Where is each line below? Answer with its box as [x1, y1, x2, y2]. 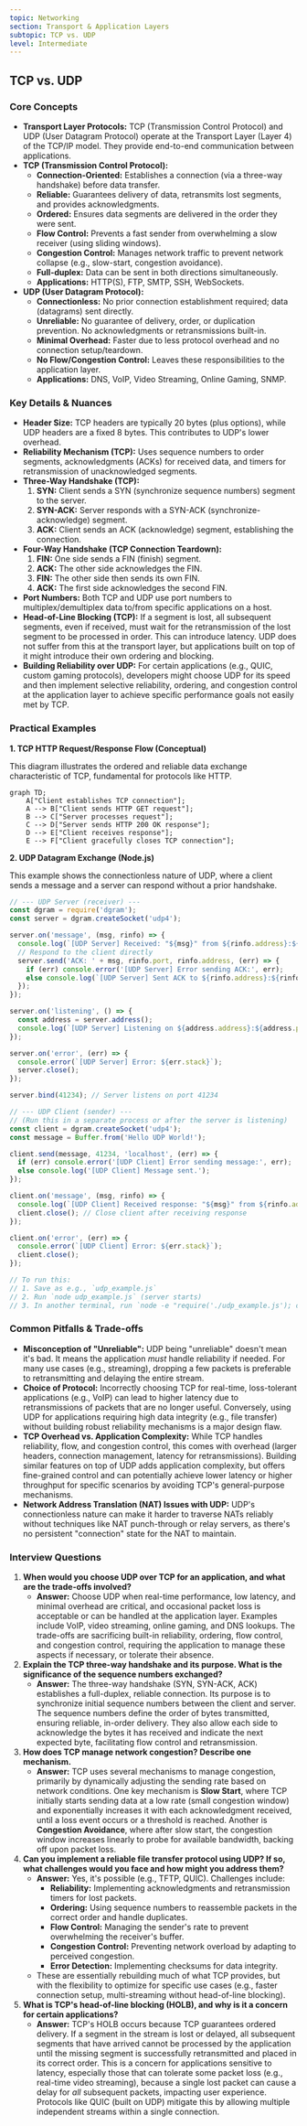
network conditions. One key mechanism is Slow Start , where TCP [36, 1786, 288, 1797]
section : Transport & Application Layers [9, 22, 170, 31]
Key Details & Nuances [9, 396, 112, 409]
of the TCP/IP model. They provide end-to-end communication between [22, 140, 294, 151]
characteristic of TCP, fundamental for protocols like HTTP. [9, 770, 232, 781]
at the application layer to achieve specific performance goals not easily [22, 690, 294, 701]
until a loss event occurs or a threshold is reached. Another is [36, 1815, 268, 1826]
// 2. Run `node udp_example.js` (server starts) [9, 1292, 203, 1302]
